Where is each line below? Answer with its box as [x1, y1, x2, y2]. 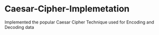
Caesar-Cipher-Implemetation [4, 3, 130, 14]
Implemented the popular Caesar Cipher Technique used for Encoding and [4, 19, 154, 25]
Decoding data [4, 24, 35, 30]
